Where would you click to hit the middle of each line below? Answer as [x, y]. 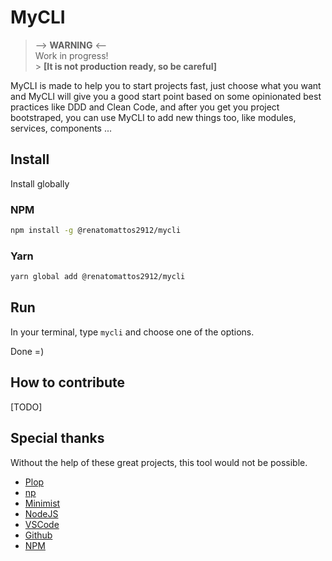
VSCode [42, 524]
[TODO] [26, 407]
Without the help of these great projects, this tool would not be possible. [159, 462]
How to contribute [68, 382]
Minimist [42, 503]
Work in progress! [71, 55]
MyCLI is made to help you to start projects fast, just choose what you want [166, 85]
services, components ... [61, 128]
